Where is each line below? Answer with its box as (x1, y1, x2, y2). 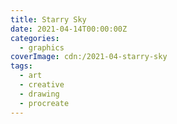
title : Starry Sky (10, 14, 87, 25)
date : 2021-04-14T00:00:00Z (10, 24, 128, 34)
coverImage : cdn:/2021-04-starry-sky (10, 52, 168, 62)
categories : (10, 33, 60, 43)
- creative (19, 80, 65, 90)
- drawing (19, 89, 60, 99)
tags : (10, 61, 33, 71)
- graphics (19, 42, 65, 53)
